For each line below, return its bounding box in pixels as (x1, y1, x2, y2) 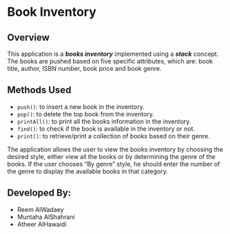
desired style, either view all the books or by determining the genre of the (7, 152, 216, 160)
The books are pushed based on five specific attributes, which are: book (7, 57, 213, 65)
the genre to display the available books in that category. (7, 167, 169, 175)
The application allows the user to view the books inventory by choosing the (7, 145, 224, 153)
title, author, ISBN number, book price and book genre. (7, 65, 162, 72)
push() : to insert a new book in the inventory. (17, 103, 145, 111)
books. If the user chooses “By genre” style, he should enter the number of (7, 160, 220, 168)
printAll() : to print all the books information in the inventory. (17, 117, 191, 125)
